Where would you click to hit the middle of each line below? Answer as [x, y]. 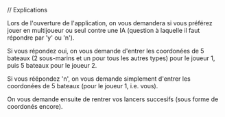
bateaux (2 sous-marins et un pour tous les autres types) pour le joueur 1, [111, 58]
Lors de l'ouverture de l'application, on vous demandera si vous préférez [110, 23]
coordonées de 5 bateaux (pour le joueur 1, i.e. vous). [83, 86]
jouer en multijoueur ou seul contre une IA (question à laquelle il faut [104, 30]
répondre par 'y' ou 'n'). [41, 38]
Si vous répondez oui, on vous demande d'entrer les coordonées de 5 [106, 51]
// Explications [27, 10]
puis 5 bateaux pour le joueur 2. [52, 65]
